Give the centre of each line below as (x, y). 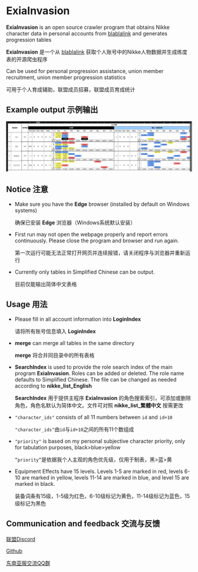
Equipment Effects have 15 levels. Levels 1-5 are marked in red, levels (99, 471)
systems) (26, 210)
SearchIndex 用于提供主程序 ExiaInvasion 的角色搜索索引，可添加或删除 (103, 398)
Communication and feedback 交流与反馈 (83, 524)
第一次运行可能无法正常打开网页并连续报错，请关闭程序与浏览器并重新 (100, 252)
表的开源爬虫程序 (27, 59)
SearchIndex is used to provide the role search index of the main (93, 367)
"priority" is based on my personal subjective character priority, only (100, 441)
